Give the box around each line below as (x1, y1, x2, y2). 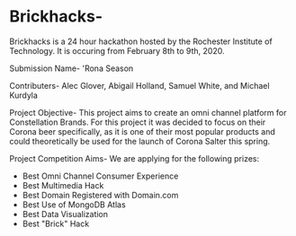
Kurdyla (9, 90, 39, 101)
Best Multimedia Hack (22, 179, 104, 190)
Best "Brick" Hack (22, 218, 90, 229)
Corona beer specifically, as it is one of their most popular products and (9, 126, 276, 136)
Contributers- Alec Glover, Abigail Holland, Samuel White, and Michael (9, 80, 270, 91)
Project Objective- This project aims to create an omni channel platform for (9, 107, 287, 118)
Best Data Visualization (22, 208, 109, 219)
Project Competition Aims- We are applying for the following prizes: (9, 153, 260, 163)
